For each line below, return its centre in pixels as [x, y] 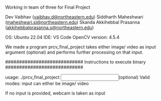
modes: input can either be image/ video [47, 83]
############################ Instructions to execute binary [76, 62]
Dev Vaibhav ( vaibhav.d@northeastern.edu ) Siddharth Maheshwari [74, 17]
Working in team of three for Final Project [48, 7]
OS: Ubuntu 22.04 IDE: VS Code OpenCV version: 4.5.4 [62, 37]
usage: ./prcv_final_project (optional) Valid [77, 77]
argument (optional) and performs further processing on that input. [74, 52]
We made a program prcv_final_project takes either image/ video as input [81, 47]
